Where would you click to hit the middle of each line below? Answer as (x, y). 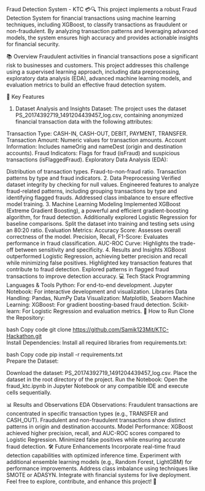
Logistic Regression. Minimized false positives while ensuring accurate (96, 439)
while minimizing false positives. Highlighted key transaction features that (99, 263)
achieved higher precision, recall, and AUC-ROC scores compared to (94, 433)
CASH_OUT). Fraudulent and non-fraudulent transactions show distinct (96, 420)
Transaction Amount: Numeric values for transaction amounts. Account (96, 140)
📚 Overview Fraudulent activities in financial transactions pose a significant (102, 56)
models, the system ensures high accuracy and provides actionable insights (102, 37)
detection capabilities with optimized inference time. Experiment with (94, 455)
